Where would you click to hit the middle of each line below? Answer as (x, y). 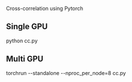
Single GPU (27, 26)
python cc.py (22, 41)
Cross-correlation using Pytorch (45, 8)
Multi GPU (25, 59)
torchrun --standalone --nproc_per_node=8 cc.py (66, 73)
